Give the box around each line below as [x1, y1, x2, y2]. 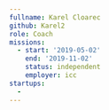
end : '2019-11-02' [25, 54, 93, 63]
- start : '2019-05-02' [17, 46, 101, 55]
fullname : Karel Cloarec [9, 12, 101, 22]
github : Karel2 [9, 21, 66, 30]
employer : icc [25, 71, 77, 80]
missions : [9, 37, 46, 47]
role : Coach [9, 29, 53, 38]
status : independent [25, 63, 101, 72]
